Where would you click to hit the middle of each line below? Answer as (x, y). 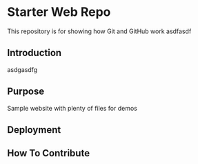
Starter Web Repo (59, 12)
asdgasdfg (22, 69)
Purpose (26, 92)
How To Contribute (49, 153)
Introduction (34, 53)
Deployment (34, 130)
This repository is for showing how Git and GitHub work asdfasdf (99, 31)
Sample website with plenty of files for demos (72, 108)
